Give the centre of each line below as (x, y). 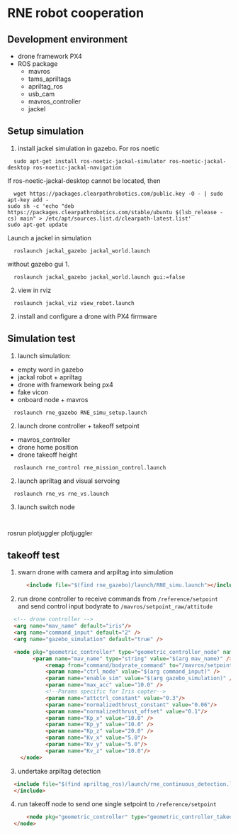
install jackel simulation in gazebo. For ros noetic (88, 148)
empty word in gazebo (50, 369)
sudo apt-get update (38, 225)
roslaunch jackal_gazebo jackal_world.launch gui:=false (100, 277)
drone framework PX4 (50, 56)
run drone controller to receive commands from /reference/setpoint (118, 599)
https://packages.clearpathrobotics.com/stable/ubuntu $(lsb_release (112, 212)
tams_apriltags (50, 79)
